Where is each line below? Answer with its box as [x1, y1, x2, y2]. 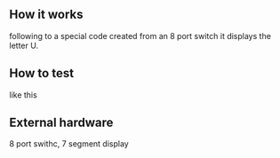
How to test [9, 66, 74, 81]
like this [9, 89, 37, 100]
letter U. [9, 40, 38, 51]
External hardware [9, 115, 114, 130]
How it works [9, 7, 84, 22]
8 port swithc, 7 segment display [9, 138, 129, 149]
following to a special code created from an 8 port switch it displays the [9, 30, 271, 41]
